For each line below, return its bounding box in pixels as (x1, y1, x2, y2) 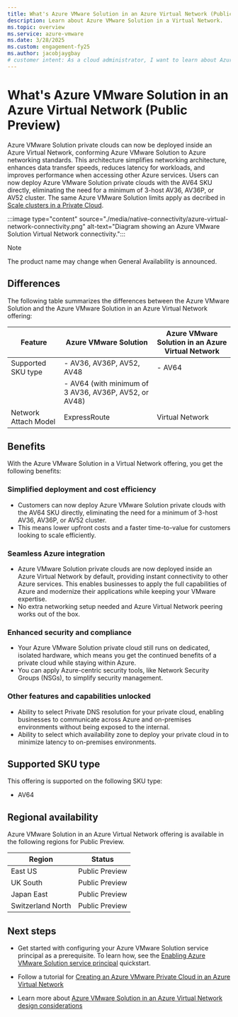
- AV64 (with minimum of (63, 378, 149, 388)
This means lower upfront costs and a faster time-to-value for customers (17, 523, 231, 532)
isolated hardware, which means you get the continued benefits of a (17, 651, 217, 660)
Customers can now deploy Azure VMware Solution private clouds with (17, 500, 226, 509)
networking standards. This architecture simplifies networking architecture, (7, 155, 227, 164)
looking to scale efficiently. (17, 531, 97, 539)
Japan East (11, 889, 48, 899)
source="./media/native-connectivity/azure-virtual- (79, 214, 229, 223)
